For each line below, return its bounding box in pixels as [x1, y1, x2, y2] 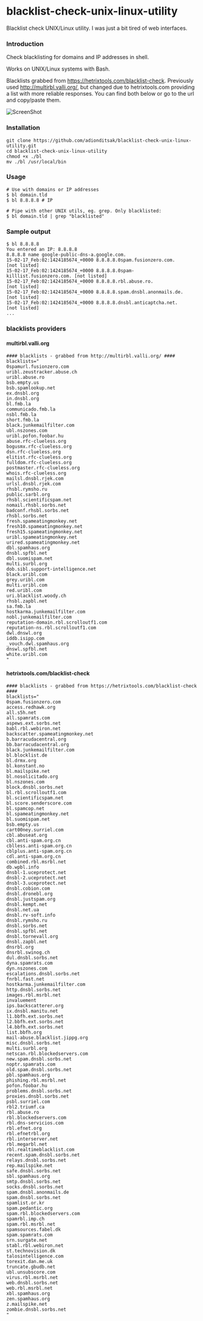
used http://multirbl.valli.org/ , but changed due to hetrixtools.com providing [6, 83, 195, 91]
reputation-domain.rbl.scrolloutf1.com [6, 619, 108, 625]
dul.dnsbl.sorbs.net [6, 955, 59, 961]
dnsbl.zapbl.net [6, 939, 47, 945]
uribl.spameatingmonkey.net [6, 534, 78, 540]
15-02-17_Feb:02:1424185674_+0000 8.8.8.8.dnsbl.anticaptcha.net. [6, 300, 178, 306]
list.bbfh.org [6, 1029, 43, 1036]
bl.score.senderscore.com [6, 800, 72, 806]
